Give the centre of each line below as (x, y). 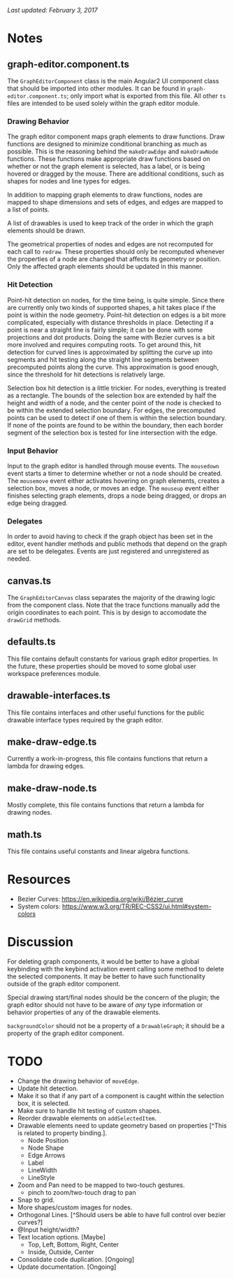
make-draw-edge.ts (52, 742)
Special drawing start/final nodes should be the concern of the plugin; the (114, 997)
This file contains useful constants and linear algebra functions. (98, 851)
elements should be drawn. (46, 231)
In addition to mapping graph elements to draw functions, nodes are (105, 195)
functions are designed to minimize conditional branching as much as (107, 144)
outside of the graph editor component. (64, 983)
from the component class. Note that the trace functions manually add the (114, 605)
